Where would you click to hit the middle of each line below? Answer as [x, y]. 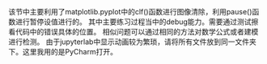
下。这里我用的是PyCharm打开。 [63, 52]
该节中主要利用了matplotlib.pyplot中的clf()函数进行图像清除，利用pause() [130, 12]
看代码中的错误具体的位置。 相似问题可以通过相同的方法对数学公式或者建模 [133, 32]
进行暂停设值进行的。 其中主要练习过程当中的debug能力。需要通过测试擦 [137, 22]
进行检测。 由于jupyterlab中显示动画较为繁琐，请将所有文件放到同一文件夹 [132, 42]
